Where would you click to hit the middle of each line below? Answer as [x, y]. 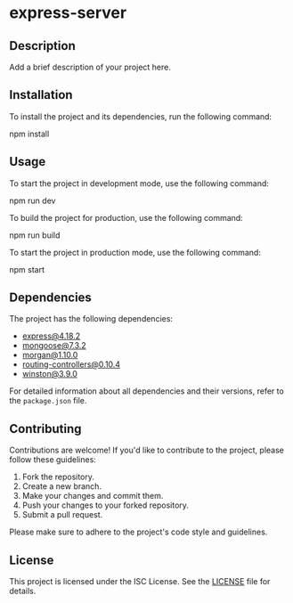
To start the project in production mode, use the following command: [135, 252]
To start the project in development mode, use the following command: [139, 183]
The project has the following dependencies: [91, 319]
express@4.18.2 [51, 336]
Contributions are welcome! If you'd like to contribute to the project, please [147, 450]
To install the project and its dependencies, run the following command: [141, 116]
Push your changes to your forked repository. [106, 505]
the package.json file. [48, 401]
